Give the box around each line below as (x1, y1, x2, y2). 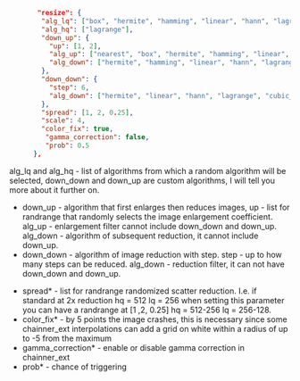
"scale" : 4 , (41, 116, 87, 125)
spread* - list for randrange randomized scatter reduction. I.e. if (21, 286, 257, 296)
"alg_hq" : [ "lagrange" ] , (41, 25, 134, 34)
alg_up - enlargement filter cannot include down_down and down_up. (21, 220, 277, 231)
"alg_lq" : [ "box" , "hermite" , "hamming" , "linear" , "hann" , (41, 16, 270, 26)
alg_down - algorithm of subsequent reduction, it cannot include (21, 230, 259, 241)
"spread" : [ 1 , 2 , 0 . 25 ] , (41, 108, 134, 117)
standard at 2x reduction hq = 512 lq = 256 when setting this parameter (21, 294, 285, 305)
